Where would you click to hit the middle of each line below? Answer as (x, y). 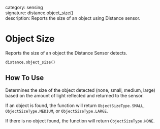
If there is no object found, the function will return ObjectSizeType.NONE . (80, 121)
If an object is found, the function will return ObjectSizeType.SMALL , (75, 105)
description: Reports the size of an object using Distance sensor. (73, 18)
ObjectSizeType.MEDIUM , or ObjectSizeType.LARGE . (57, 111)
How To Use (25, 78)
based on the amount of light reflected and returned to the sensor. (74, 95)
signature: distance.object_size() (39, 13)
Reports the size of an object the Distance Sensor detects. (66, 53)
